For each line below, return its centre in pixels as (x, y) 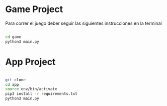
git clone (16, 80)
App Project (30, 62)
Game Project (34, 9)
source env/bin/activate (31, 89)
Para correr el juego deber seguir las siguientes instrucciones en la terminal (83, 23)
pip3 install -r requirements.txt (41, 94)
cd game (13, 37)
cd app (12, 84)
